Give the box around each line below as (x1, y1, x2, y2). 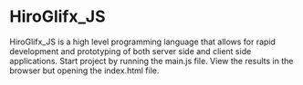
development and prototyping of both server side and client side (9, 45, 252, 56)
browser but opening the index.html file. (9, 65, 160, 76)
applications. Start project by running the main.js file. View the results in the (9, 55, 294, 66)
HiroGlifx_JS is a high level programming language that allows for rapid (9, 36, 277, 47)
